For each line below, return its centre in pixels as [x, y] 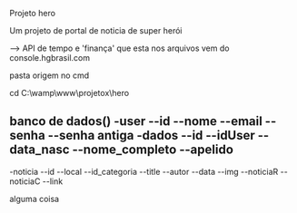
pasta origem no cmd [49, 75]
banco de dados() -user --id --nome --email [136, 121]
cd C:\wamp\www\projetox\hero [69, 93]
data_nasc [40, 150]
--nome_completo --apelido [153, 150]
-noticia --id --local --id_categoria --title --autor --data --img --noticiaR [144, 171]
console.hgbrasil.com [50, 58]
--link [53, 181]
